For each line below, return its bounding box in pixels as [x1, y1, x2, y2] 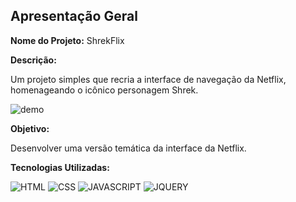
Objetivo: [10, 122, 50, 134]
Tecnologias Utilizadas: [10, 161, 110, 173]
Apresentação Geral [10, 8, 138, 25]
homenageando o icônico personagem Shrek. [10, 84, 199, 96]
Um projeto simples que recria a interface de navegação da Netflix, [10, 73, 287, 85]
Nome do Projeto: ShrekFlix [10, 34, 125, 46]
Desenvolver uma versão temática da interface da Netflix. [10, 142, 247, 154]
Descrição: [10, 54, 57, 66]
